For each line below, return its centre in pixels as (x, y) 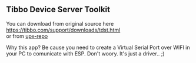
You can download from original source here (60, 23)
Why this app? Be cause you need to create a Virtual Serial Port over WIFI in (98, 47)
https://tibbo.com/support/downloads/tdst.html (63, 30)
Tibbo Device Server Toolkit (58, 10)
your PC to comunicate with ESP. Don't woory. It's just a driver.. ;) (85, 53)
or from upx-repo (27, 36)
